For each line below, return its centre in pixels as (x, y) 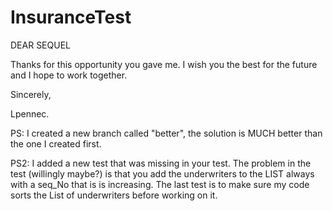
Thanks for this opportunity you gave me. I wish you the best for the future (164, 64)
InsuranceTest (71, 17)
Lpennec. (30, 113)
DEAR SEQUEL (40, 45)
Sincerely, (31, 94)
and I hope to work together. (69, 75)
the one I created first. (56, 143)
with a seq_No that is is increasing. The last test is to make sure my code (160, 184)
